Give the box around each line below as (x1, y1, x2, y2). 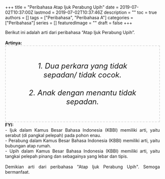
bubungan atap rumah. (5, 143, 52, 148)
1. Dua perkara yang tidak (37, 61, 128, 71)
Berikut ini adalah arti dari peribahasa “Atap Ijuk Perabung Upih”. (5, 30, 135, 35)
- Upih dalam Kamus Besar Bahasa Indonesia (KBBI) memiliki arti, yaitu (5, 148, 160, 154)
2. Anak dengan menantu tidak (28, 88, 137, 98)
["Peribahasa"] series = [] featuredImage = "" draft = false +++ (5, 20, 133, 26)
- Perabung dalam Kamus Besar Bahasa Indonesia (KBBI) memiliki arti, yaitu (5, 138, 160, 143)
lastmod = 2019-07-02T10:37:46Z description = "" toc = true (34, 9, 157, 15)
